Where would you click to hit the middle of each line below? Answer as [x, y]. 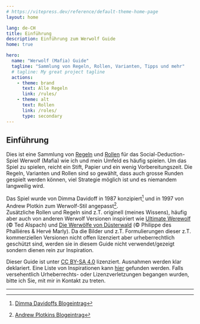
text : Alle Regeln [45, 89]
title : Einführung [29, 33]
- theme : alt [33, 100]
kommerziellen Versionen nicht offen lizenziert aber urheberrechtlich [90, 237]
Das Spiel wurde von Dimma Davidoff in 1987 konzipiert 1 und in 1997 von [95, 198]
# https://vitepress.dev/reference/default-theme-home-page [82, 12]
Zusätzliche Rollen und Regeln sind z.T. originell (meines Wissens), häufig [97, 212]
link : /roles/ [40, 111]
